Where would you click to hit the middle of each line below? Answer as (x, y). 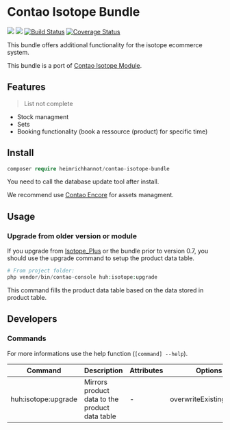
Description (103, 370)
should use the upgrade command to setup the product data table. (101, 258)
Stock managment (43, 116)
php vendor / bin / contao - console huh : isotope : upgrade (82, 277)
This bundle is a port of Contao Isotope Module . (75, 65)
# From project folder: (41, 271)
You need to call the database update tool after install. (83, 181)
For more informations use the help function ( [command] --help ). (98, 353)
